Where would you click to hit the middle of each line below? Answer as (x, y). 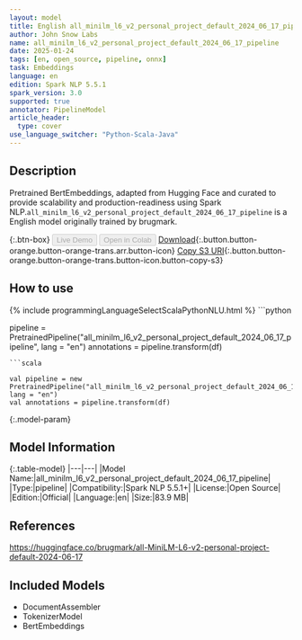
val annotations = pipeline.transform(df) (90, 402)
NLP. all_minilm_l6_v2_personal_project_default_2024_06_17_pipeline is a (148, 211)
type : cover (40, 127)
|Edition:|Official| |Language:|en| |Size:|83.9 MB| (99, 498)
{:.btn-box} (30, 239)
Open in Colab (127, 240)
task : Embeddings (42, 68)
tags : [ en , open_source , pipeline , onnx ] (88, 59)
